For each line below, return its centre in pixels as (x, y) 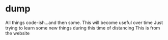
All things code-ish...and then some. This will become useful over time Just (84, 22)
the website (18, 33)
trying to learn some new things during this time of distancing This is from (83, 27)
